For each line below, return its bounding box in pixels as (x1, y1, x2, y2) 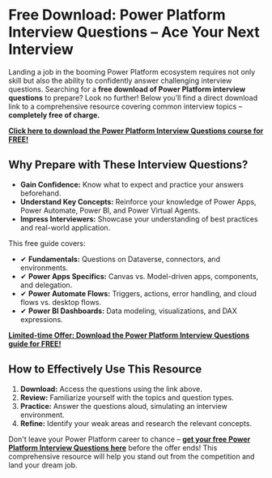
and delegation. (19, 280, 73, 290)
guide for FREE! (8, 338, 62, 348)
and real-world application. (19, 222, 111, 232)
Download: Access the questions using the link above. (19, 384, 202, 394)
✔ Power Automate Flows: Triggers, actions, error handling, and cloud (19, 288, 257, 298)
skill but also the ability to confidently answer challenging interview (8, 75, 232, 85)
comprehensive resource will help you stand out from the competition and (8, 451, 255, 461)
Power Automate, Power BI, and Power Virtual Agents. (19, 205, 201, 215)
